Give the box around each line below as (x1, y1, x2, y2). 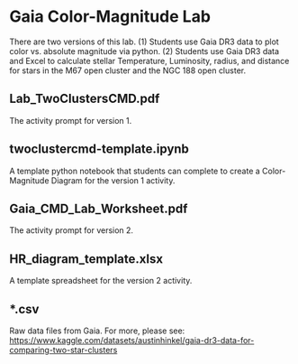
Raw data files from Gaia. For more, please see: (9, 325, 185, 336)
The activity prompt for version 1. (9, 115, 132, 126)
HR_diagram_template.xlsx (9, 251, 164, 266)
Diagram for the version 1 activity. (50, 174, 176, 186)
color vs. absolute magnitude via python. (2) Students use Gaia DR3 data (9, 45, 280, 56)
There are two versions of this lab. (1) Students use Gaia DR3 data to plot (9, 36, 279, 47)
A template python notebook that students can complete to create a (9, 165, 261, 176)
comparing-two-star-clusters (9, 345, 118, 355)
